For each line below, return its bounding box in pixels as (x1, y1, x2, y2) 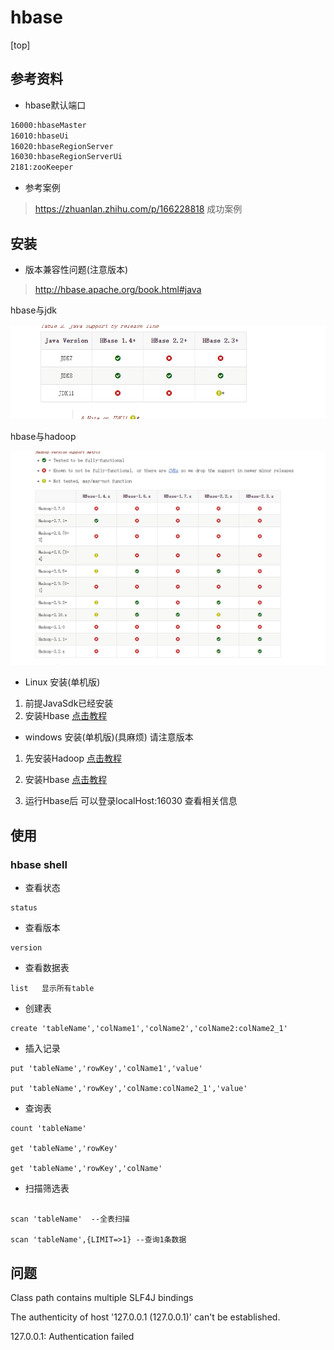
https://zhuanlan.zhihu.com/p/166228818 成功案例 (34, 203, 243, 215)
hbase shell (10, 857, 68, 871)
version (10, 943, 43, 953)
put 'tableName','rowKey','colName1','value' (10, 1064, 203, 1074)
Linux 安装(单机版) (24, 676, 101, 688)
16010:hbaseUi (10, 131, 70, 141)
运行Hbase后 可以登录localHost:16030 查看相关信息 (24, 795, 238, 807)
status (10, 903, 38, 913)
